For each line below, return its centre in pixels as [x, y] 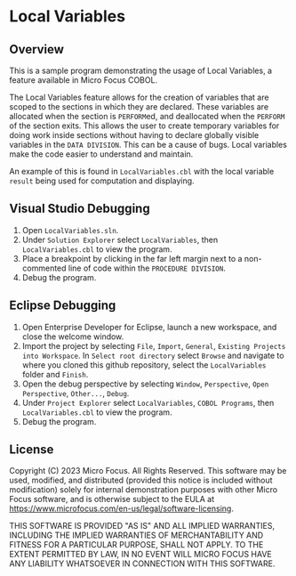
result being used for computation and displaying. [102, 181]
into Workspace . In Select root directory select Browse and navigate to [153, 355]
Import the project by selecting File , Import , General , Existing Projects [154, 345]
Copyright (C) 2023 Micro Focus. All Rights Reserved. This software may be [148, 471]
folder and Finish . [55, 374]
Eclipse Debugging [63, 306]
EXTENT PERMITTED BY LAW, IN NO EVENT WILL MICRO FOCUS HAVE [141, 555]
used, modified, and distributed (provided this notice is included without [141, 480]
